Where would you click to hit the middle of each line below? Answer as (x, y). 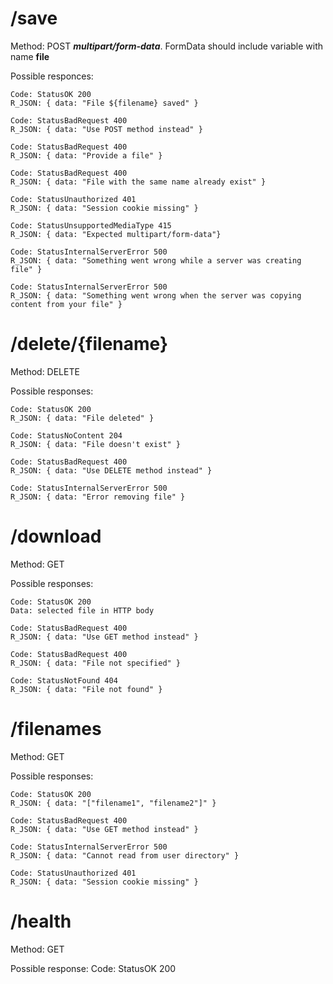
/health (41, 921)
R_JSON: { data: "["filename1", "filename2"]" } (113, 803)
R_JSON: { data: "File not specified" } (96, 663)
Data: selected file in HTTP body (82, 610)
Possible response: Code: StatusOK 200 (93, 968)
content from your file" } (66, 304)
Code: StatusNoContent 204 (66, 435)
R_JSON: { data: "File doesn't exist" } (96, 444)
